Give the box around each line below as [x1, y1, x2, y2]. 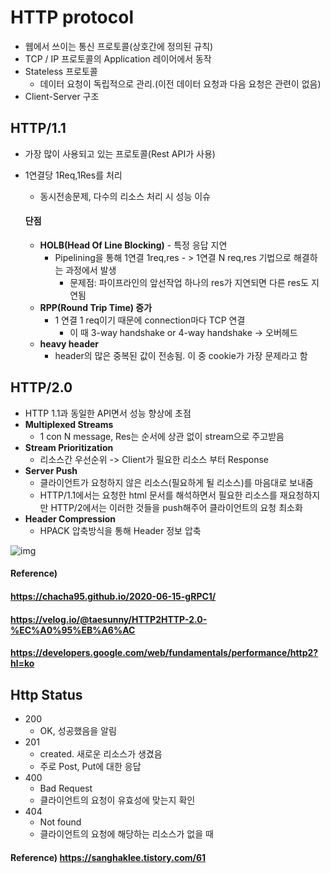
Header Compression [24, 512, 117, 525]
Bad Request [39, 782, 93, 794]
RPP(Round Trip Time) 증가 [39, 301, 153, 313]
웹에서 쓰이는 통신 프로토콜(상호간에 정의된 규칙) [24, 40, 214, 52]
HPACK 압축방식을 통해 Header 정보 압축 [39, 524, 202, 536]
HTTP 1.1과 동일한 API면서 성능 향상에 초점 [24, 407, 192, 419]
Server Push [24, 464, 78, 476]
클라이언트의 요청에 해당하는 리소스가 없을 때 [39, 827, 214, 840]
